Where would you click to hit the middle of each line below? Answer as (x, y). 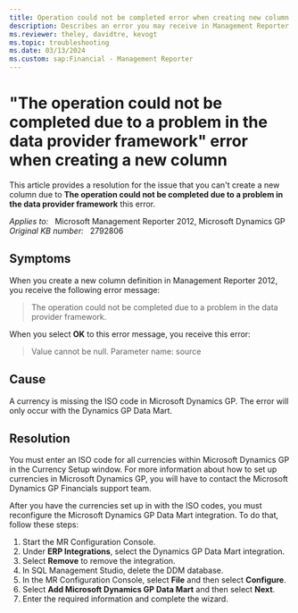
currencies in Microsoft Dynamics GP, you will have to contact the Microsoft (149, 479)
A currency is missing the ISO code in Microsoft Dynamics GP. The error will (149, 401)
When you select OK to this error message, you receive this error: (130, 334)
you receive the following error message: (85, 290)
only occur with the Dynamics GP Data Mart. (91, 410)
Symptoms (40, 259)
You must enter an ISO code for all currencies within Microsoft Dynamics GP (149, 460)
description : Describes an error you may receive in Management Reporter (149, 26)
